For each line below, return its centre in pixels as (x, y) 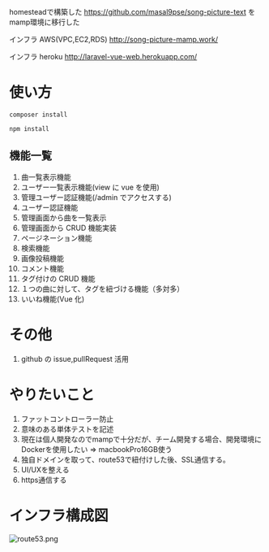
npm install (29, 128)
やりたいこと (52, 395)
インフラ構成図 (59, 515)
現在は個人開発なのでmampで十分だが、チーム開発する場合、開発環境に (141, 439)
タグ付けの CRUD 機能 (58, 278)
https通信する (44, 480)
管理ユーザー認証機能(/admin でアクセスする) (96, 197)
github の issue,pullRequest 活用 (75, 359)
